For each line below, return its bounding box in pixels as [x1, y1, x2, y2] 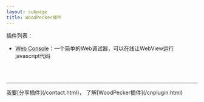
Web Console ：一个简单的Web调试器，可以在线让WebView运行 [15, 45, 174, 52]
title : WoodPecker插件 [6, 14, 62, 21]
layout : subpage [6, 8, 47, 15]
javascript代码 [15, 52, 50, 59]
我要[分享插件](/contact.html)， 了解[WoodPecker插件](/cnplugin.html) [6, 89, 183, 96]
